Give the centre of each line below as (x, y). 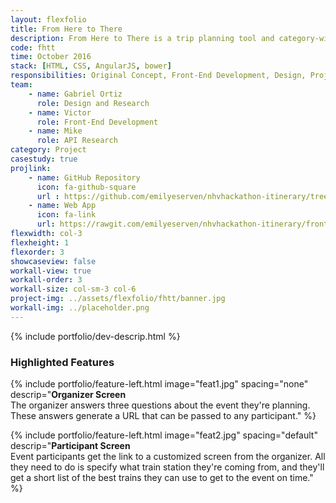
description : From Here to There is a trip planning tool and (142, 38)
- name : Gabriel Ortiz (75, 94)
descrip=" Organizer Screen (68, 395)
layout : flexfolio (48, 19)
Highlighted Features (62, 362)
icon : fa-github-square (86, 187)
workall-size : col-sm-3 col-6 (73, 289)
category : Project (48, 150)
